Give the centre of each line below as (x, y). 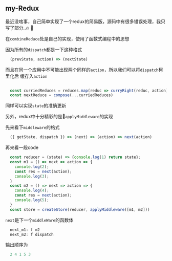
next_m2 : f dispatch (32, 234)
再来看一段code (22, 147)
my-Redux (22, 8)
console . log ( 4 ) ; (32, 191)
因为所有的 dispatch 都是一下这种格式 (44, 49)
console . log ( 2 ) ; (32, 167)
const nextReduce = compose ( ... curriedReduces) (62, 95)
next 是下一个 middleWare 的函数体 (39, 220)
